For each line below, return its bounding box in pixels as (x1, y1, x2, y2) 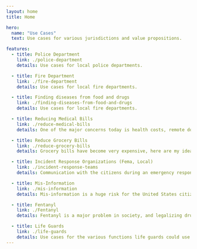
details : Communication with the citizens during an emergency (16, 170, 175, 176)
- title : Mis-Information (11, 180, 75, 186)
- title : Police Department (11, 52, 80, 57)
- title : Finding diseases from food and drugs (11, 94, 130, 100)
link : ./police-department (16, 57, 83, 63)
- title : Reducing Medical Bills (11, 116, 93, 122)
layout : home (6, 8, 38, 15)
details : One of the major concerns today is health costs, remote (16, 127, 185, 132)
